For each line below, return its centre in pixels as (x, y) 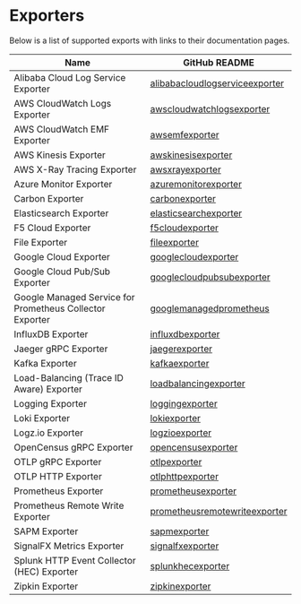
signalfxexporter (185, 546)
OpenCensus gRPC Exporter (73, 447)
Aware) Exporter (48, 389)
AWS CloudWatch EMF (62, 129)
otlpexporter (176, 462)
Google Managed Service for (75, 297)
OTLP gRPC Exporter (58, 462)
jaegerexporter (181, 349)
